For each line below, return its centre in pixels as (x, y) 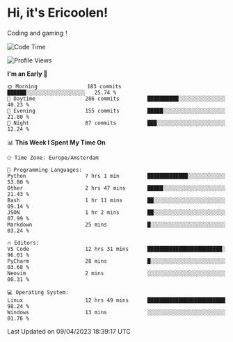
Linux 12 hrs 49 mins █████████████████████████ (116, 300)
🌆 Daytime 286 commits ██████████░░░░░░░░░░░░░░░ (116, 99)
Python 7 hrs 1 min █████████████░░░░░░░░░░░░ (116, 176)
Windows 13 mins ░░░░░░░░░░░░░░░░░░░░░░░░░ (116, 312)
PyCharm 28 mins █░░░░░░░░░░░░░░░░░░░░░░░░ (116, 261)
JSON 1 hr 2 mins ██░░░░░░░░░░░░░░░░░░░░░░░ (116, 212)
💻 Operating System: (38, 292)
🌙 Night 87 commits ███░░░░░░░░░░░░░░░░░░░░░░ (116, 123)
